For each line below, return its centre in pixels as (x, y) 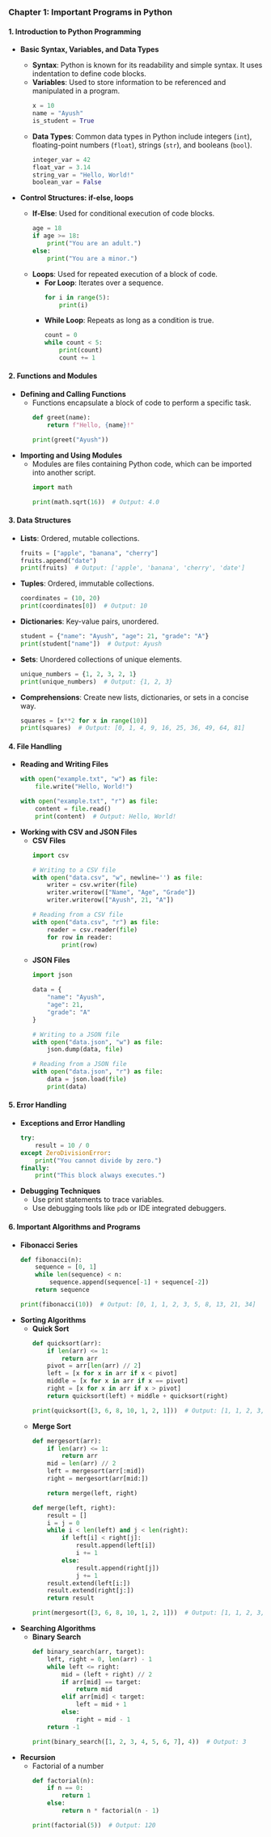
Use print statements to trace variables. (98, 1200)
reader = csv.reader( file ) (93, 930)
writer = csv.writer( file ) (93, 885)
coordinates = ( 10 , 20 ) (60, 599)
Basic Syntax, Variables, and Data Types (89, 49)
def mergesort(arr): (67, 1441)
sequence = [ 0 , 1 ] (66, 1267)
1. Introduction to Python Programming (75, 32)
